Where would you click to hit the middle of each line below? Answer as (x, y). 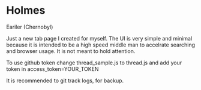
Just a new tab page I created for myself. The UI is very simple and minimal (99, 38)
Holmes (26, 10)
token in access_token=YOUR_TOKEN (52, 69)
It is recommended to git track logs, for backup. (65, 80)
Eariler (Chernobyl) (30, 27)
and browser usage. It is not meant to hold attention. (71, 51)
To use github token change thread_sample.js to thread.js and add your (94, 63)
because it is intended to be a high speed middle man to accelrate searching (101, 45)
